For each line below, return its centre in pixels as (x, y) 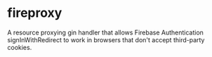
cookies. (20, 47)
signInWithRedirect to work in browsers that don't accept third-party (106, 39)
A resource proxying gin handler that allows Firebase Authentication (105, 32)
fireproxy (35, 13)
